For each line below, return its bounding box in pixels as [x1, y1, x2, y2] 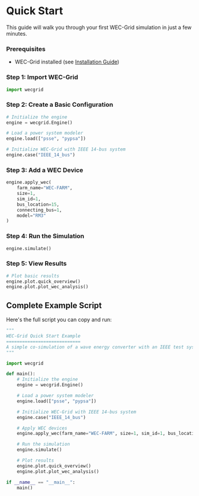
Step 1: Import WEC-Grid [6, 73, 79, 81]
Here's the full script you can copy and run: [6, 316, 112, 324]
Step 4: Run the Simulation [6, 232, 85, 241]
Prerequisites [6, 44, 46, 53]
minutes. [6, 30, 28, 37]
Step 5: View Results [6, 260, 67, 268]
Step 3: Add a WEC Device [6, 166, 84, 174]
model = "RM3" [17, 212, 46, 219]
